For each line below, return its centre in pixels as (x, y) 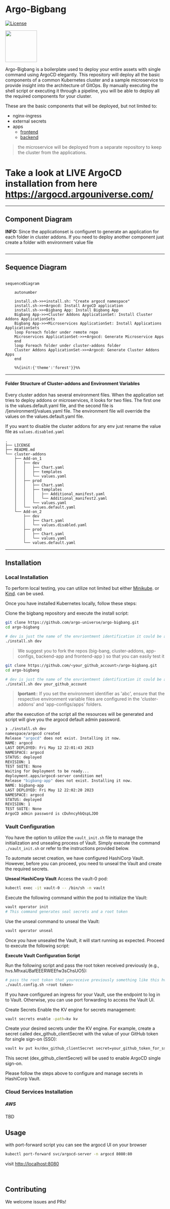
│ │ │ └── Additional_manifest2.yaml (61, 498)
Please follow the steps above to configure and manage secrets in (74, 1073)
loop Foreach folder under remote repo (56, 332)
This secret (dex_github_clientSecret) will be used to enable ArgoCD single (83, 1058)
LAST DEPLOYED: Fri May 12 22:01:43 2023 (50, 748)
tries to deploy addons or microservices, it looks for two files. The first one (83, 400)
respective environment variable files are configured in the (79, 699)
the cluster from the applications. (52, 152)
